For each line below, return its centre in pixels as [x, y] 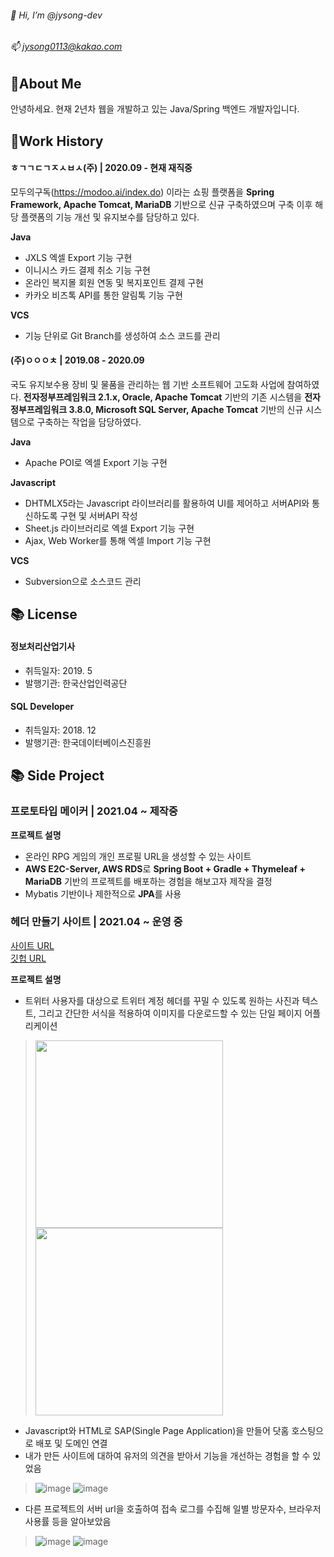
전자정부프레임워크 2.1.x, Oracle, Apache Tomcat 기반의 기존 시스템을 [163, 397]
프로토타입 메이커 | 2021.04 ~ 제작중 [94, 811]
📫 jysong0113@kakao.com [66, 47]
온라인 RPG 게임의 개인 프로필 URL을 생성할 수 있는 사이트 [138, 856]
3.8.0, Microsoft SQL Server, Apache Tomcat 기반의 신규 [186, 410]
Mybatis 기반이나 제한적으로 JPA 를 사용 [103, 893]
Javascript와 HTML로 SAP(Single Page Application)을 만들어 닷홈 [157, 1430]
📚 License [44, 614]
